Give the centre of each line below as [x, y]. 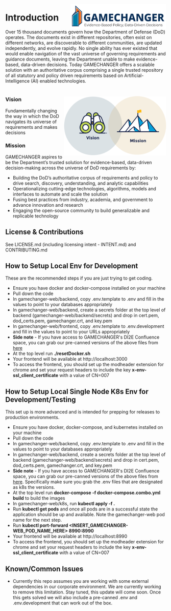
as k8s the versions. [34, 487]
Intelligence [17, 81]
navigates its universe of [31, 122]
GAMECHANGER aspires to [34, 157]
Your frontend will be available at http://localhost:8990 [70, 536]
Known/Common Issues [44, 569]
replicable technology [35, 216]
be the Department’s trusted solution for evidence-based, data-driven [79, 162]
